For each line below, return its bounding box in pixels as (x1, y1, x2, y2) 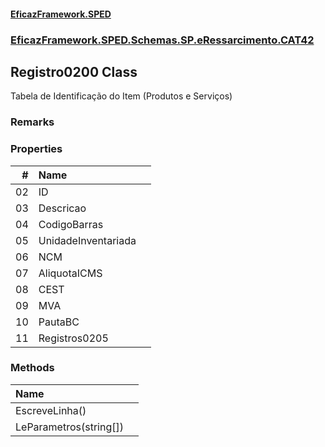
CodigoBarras (38, 217, 104, 231)
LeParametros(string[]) (15, 420, 124, 434)
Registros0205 (38, 331, 109, 345)
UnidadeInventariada (38, 233, 137, 247)
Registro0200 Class (10, 63, 138, 80)
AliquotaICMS (38, 266, 103, 280)
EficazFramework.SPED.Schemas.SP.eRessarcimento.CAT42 (10, 33, 315, 47)
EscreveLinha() (15, 403, 87, 417)
